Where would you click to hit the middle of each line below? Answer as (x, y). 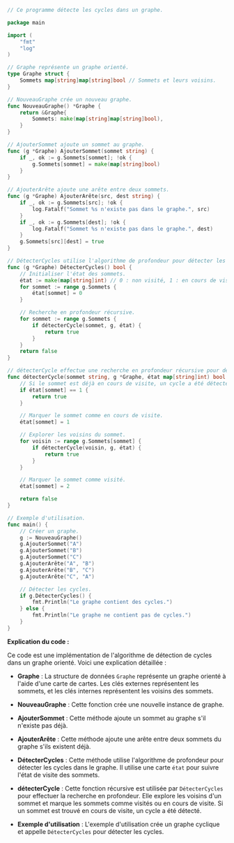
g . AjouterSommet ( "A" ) (51, 544)
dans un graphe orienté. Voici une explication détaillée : (87, 662)
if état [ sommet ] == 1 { (54, 390)
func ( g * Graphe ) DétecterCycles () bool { (70, 267)
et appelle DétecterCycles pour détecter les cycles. (91, 831)
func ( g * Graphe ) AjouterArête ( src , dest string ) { (84, 196)
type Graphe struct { (39, 74)
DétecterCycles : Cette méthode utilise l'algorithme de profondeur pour (120, 760)
